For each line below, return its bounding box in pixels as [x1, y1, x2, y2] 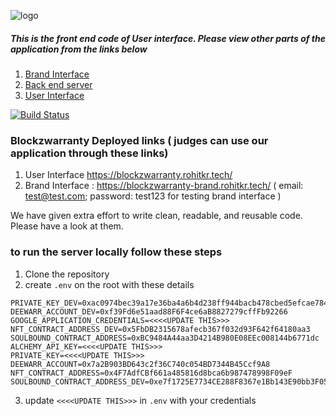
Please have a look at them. [10, 220, 124, 232]
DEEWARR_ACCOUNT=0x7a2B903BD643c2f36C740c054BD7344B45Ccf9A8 [10, 359, 271, 369]
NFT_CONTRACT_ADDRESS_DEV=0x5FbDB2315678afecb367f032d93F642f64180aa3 [10, 324, 311, 334]
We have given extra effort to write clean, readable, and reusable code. [10, 210, 303, 222]
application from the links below [10, 43, 148, 55]
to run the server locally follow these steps [10, 245, 223, 259]
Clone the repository [24, 268, 110, 280]
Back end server [24, 78, 93, 90]
